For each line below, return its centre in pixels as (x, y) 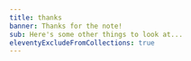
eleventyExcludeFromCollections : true (82, 43)
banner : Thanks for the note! (66, 26)
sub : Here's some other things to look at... (96, 34)
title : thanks (36, 17)
